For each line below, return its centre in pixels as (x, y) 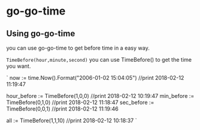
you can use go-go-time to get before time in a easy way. (78, 48)
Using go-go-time (41, 34)
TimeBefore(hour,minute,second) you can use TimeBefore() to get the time (99, 60)
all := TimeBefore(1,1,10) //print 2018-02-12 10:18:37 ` (72, 120)
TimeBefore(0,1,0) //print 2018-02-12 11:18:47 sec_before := (80, 102)
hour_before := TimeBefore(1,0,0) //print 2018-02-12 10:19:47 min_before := (100, 96)
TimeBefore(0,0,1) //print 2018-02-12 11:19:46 (62, 109)
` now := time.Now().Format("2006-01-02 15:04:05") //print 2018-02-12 (95, 78)
